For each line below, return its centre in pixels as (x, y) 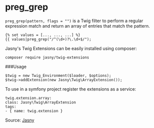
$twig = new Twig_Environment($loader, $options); (58, 75)
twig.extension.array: (28, 98)
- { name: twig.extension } (34, 111)
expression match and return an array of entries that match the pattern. (77, 26)
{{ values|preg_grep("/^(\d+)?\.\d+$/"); (48, 39)
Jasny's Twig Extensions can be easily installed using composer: (71, 48)
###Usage (16, 66)
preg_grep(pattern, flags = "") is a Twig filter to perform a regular (74, 21)
